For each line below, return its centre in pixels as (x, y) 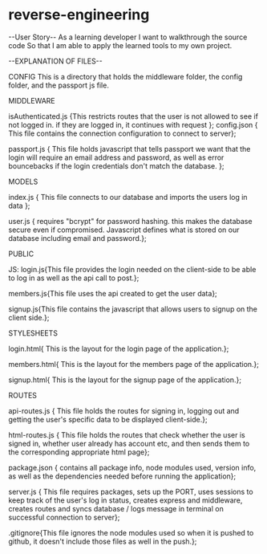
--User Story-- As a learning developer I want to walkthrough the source (128, 37)
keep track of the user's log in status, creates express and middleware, (125, 500)
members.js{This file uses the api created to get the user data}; (113, 293)
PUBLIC (21, 254)
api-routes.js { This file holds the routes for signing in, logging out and (124, 410)
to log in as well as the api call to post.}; (74, 278)
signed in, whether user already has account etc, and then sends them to (129, 443)
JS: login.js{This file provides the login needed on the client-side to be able (132, 269)
